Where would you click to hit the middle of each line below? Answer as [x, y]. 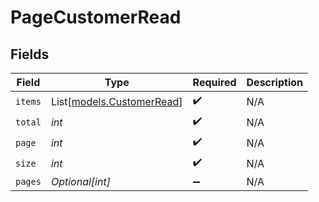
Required [214, 82]
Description [274, 82]
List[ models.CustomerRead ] [116, 101]
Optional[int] [80, 181]
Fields [30, 54]
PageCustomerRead [96, 17]
